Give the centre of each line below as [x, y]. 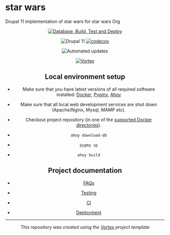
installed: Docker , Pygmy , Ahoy [89, 94]
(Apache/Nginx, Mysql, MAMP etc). [89, 110]
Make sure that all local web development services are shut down [89, 104]
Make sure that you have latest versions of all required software [89, 89]
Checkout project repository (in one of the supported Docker [89, 120]
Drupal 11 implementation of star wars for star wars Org [63, 21]
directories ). [89, 125]
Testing [89, 193]
